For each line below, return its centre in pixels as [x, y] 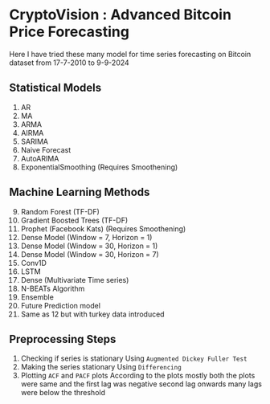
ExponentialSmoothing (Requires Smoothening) [99, 167]
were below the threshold [63, 393]
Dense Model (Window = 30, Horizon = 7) [90, 254]
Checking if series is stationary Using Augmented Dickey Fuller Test [134, 358]
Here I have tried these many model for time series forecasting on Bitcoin [130, 54]
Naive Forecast [46, 149]
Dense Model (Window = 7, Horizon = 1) [86, 237]
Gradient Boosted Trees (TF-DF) [74, 220]
